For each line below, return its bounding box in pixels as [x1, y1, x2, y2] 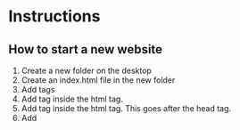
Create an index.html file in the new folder [21, 75, 176, 85]
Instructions [8, 6, 101, 27]
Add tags [21, 85, 55, 94]
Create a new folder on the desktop [21, 65, 153, 76]
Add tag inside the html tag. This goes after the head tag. [21, 103, 232, 113]
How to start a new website [8, 42, 162, 57]
